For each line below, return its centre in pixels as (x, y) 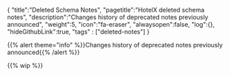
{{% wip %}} (25, 65)
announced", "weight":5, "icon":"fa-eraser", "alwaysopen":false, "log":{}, (111, 24)
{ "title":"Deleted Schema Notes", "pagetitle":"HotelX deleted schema (106, 10)
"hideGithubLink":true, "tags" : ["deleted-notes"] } (78, 31)
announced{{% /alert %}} (44, 52)
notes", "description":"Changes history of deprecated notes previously (108, 17)
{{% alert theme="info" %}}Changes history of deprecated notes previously (115, 45)
